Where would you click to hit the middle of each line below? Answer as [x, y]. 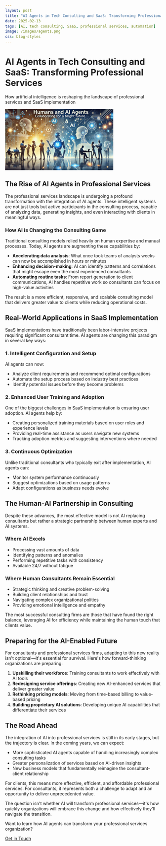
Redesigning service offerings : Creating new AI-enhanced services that [86, 684]
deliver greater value [33, 689]
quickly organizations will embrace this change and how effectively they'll [80, 808]
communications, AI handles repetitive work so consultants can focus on [86, 282]
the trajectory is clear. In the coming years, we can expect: [65, 743]
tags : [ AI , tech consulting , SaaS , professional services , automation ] [80, 26]
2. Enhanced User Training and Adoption [55, 397]
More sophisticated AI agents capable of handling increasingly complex [85, 752]
